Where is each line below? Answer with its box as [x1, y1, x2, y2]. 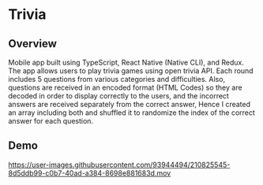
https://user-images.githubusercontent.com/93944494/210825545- [8, 160, 231, 169]
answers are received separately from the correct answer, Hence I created [8, 100, 251, 109]
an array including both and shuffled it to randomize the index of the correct [8, 108, 255, 117]
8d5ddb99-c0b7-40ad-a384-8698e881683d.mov [8, 168, 171, 178]
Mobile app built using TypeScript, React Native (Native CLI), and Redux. [8, 57, 245, 67]
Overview [8, 37, 58, 50]
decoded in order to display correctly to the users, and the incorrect [8, 91, 229, 100]
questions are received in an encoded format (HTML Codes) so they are [8, 83, 242, 92]
